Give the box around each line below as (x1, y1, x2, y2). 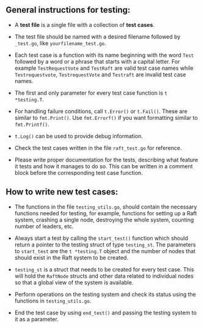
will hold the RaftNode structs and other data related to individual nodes (14, 272, 194, 279)
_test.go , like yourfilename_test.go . (14, 39, 106, 46)
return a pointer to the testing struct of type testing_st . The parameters (14, 241, 196, 248)
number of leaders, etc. (14, 223, 74, 230)
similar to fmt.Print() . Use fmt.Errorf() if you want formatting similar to (14, 114, 198, 121)
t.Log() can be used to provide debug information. (14, 132, 143, 139)
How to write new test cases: (5, 187, 118, 198)
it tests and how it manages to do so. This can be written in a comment (14, 162, 193, 170)
